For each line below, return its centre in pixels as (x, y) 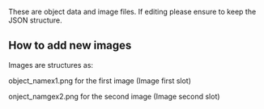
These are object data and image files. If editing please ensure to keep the (132, 12)
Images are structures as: (51, 65)
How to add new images (70, 46)
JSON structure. (35, 20)
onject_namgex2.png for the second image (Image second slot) (114, 96)
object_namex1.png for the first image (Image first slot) (100, 81)
